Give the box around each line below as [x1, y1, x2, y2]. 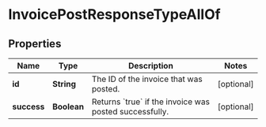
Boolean [52, 101, 85, 112]
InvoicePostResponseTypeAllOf [8, 6, 221, 24]
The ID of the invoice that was [91, 73, 203, 84]
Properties [8, 37, 62, 50]
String [52, 79, 77, 89]
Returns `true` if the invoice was [91, 96, 210, 107]
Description [127, 61, 174, 71]
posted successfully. [91, 106, 169, 117]
